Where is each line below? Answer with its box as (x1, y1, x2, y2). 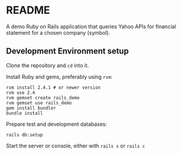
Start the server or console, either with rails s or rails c (6, 142, 145, 149)
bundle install (6, 110, 43, 116)
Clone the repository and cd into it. (6, 62, 89, 69)
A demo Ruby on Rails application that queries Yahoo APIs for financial (6, 23, 176, 30)
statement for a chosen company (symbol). (6, 29, 110, 36)
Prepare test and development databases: (6, 120, 107, 127)
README (6, 4, 50, 17)
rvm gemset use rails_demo (6, 100, 72, 106)
